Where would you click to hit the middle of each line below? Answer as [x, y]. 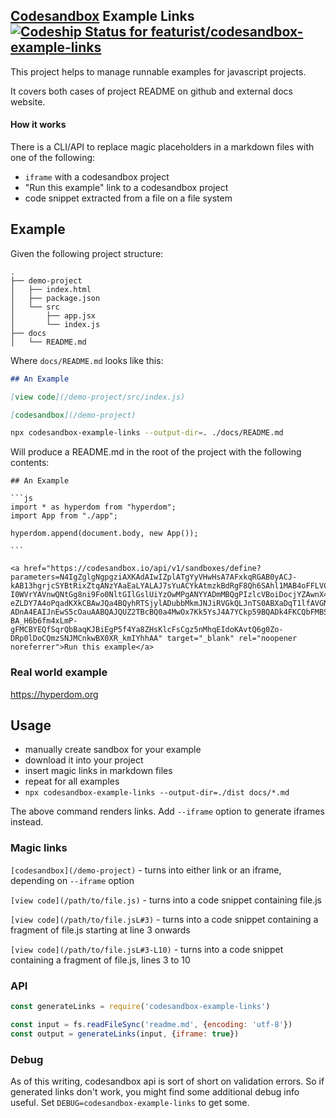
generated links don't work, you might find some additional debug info [155, 1091]
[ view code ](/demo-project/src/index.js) [98, 397]
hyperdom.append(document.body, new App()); [104, 534]
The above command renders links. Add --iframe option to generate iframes [167, 811]
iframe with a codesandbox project [97, 177]
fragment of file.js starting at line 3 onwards [100, 930]
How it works [38, 125]
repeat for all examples [72, 781]
